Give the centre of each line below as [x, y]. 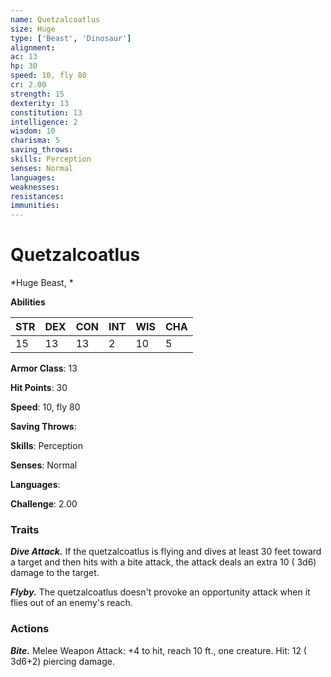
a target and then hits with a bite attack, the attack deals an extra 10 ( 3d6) [163, 562]
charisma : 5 [35, 141]
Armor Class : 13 [44, 368]
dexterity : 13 [40, 103]
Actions [30, 629]
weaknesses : [35, 187]
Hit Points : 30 [39, 388]
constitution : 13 [46, 112]
